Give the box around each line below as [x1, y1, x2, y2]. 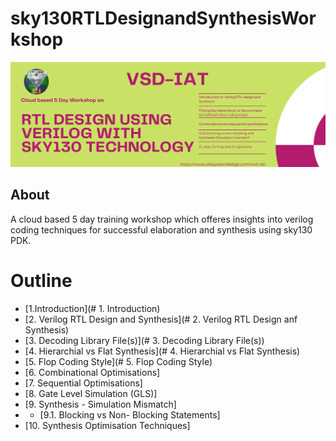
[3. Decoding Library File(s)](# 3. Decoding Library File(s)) [24, 334, 265, 346]
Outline [10, 269, 73, 292]
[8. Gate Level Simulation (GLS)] [24, 387, 158, 399]
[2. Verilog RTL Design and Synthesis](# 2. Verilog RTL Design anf [24, 313, 298, 325]
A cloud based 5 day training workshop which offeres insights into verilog [10, 213, 314, 225]
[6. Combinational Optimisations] [24, 366, 161, 378]
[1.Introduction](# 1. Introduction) [24, 302, 161, 314]
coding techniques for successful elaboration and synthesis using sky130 [10, 223, 313, 236]
